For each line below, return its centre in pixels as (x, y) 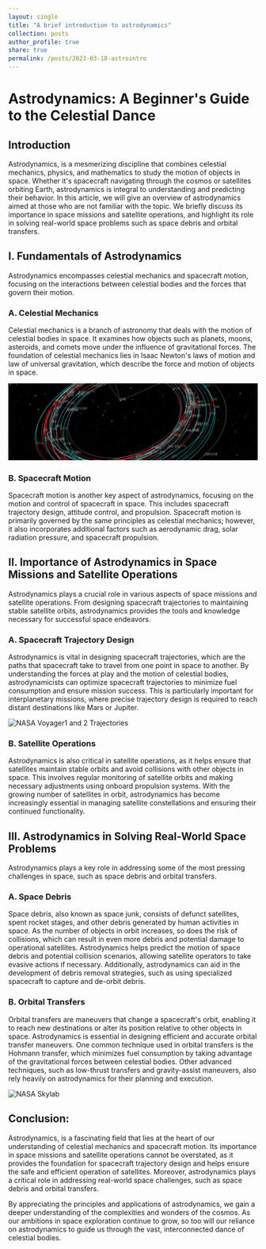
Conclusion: (39, 1119)
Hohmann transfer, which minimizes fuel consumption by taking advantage (130, 1053)
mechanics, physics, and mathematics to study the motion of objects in (124, 172)
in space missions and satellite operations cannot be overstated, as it (121, 1155)
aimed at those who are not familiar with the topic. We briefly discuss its (125, 206)
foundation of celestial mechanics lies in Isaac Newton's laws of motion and (132, 355)
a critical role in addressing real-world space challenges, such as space (125, 1180)
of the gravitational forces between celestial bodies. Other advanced (120, 1061)
